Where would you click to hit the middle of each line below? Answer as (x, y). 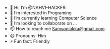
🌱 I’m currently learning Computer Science (53, 18)
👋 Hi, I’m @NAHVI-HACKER (38, 8)
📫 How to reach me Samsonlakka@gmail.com (57, 29)
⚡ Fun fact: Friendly (30, 41)
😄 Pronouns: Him (28, 36)
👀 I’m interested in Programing (41, 13)
